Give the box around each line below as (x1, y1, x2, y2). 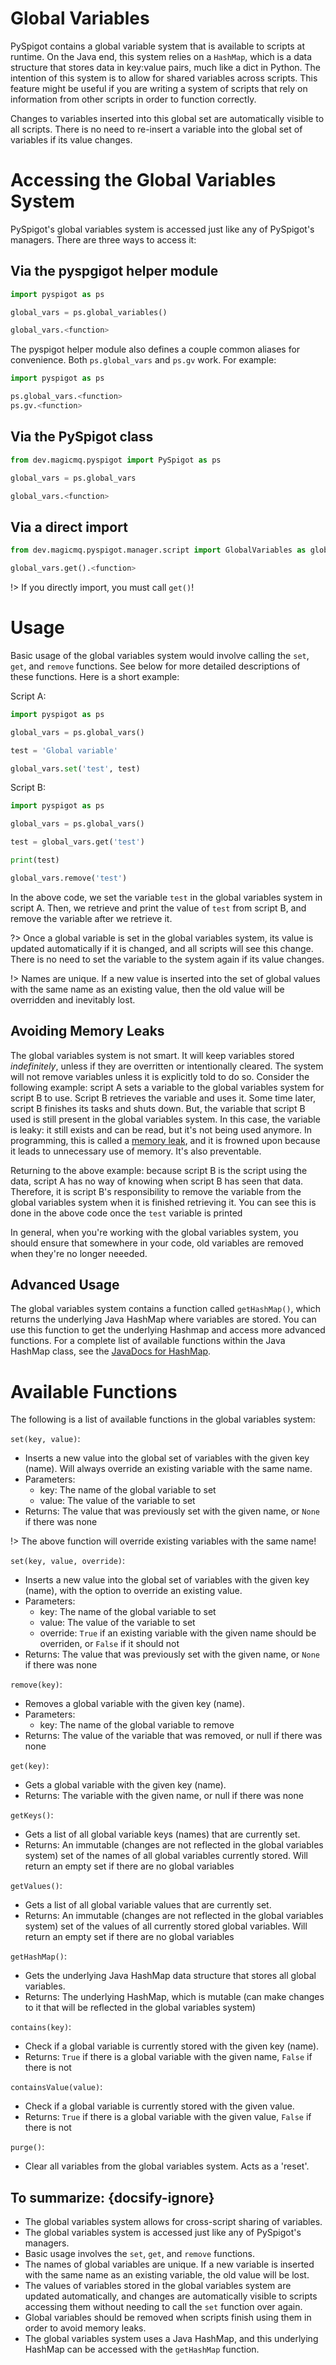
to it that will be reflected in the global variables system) (24, 2002, 257, 2014)
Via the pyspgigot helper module (10, 263, 219, 280)
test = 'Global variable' (10, 745, 118, 756)
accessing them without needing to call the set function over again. (24, 2301, 303, 2313)
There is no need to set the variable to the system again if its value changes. (10, 953, 325, 965)
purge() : (10, 2141, 45, 2153)
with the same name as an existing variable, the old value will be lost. (24, 2269, 310, 2281)
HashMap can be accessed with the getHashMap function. (24, 2343, 260, 2356)
